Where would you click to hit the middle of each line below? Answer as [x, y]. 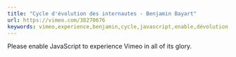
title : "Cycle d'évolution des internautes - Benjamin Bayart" [102, 14]
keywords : [22, 26]
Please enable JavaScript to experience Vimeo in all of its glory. [100, 47]
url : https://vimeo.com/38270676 [56, 20]
